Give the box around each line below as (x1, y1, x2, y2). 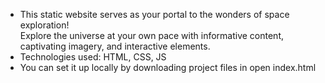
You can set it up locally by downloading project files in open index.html (19, 62, 317, 73)
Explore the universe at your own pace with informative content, (19, 30, 284, 41)
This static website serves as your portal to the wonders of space (19, 9, 290, 20)
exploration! (19, 19, 70, 31)
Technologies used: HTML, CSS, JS (19, 51, 167, 63)
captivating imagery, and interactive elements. (19, 40, 211, 52)
